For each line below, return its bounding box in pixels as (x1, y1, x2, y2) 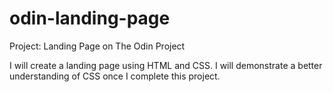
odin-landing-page (9, 7, 171, 30)
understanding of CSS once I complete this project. (9, 70, 221, 82)
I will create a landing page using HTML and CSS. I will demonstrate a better (9, 59, 323, 71)
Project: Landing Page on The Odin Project (9, 40, 186, 52)
